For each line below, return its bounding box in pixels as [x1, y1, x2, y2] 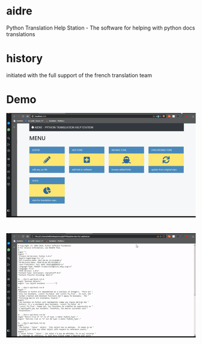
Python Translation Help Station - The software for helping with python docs [6, 24, 195, 31]
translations [6, 30, 35, 37]
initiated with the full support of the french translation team [6, 71, 152, 79]
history [6, 52, 43, 66]
